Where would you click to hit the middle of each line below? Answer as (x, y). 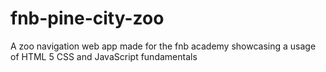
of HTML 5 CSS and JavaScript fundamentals (104, 56)
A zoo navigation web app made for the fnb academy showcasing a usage (163, 46)
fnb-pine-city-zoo (87, 18)
